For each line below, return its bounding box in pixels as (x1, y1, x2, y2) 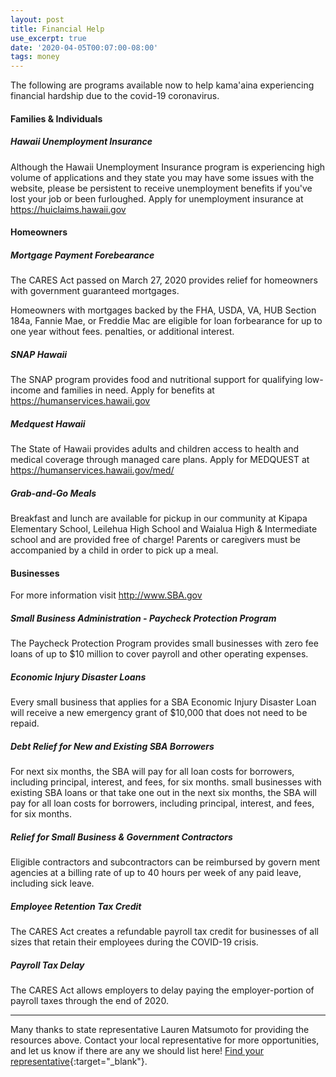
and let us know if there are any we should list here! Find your (10, 1045, 265, 1057)
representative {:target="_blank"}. (10, 1056, 148, 1068)
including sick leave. (10, 877, 95, 890)
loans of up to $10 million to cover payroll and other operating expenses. (10, 648, 309, 660)
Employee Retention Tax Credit (10, 900, 142, 912)
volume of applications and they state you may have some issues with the (10, 171, 315, 183)
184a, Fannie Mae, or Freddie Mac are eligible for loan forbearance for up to (10, 315, 323, 327)
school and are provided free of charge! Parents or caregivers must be (10, 534, 301, 546)
